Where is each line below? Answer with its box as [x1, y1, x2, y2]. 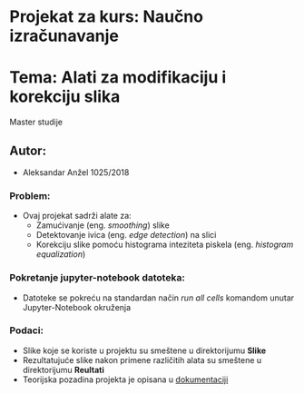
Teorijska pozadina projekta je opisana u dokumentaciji [22, 374, 229, 385]
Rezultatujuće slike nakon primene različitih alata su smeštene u [22, 354, 262, 365]
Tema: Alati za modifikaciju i [9, 67, 227, 88]
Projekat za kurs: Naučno [9, 6, 204, 27]
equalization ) [35, 249, 86, 260]
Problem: [9, 189, 51, 202]
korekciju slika [9, 86, 121, 107]
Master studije [9, 116, 64, 128]
